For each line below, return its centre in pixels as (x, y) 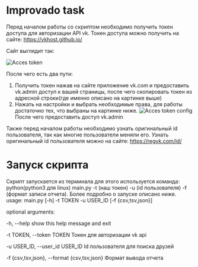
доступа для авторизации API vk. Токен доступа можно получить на (93, 33)
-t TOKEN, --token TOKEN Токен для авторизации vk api (76, 234)
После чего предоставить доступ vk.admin (69, 117)
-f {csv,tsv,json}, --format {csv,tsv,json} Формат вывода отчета (85, 258)
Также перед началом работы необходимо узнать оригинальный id (92, 128)
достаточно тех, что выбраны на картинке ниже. (76, 110)
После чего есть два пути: (39, 74)
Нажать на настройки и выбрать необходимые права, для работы (98, 104)
